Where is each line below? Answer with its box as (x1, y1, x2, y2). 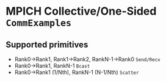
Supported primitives (5, 39, 88, 50)
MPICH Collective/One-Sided (5, 4, 157, 18)
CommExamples (5, 17, 71, 29)
